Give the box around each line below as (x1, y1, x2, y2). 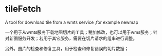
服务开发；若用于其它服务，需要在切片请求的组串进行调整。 (18, 35, 137, 41)
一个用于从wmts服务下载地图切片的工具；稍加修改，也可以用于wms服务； (5, 29, 153, 35)
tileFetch (5, 3, 41, 14)
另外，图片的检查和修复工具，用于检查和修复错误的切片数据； (5, 45, 129, 51)
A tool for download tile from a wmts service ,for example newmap (5, 19, 139, 25)
